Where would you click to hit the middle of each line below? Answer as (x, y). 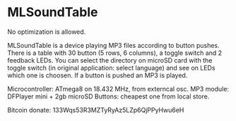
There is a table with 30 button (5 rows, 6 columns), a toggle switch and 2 (115, 53)
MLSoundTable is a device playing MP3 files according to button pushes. (114, 45)
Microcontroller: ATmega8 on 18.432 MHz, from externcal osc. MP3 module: (118, 89)
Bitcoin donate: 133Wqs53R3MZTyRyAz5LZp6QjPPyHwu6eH (96, 110)
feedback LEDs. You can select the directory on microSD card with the (110, 60)
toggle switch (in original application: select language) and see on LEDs (111, 68)
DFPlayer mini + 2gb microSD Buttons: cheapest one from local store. (108, 96)
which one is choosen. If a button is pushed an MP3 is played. (98, 75)
